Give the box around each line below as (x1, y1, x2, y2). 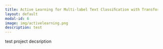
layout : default (5, 12, 38, 16)
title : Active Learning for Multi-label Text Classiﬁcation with (5, 7, 140, 12)
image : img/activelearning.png (5, 20, 68, 26)
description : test (5, 25, 42, 30)
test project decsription (5, 38, 52, 44)
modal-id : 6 (5, 16, 29, 21)
